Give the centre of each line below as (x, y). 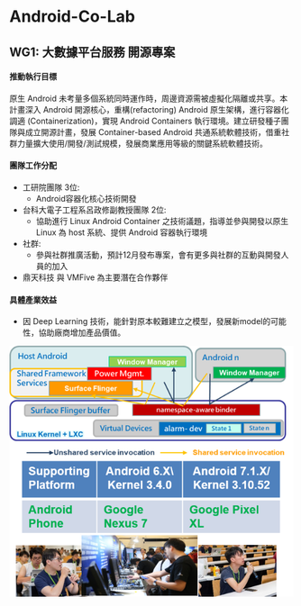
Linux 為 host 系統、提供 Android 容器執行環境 (122, 232)
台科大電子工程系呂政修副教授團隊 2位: (94, 210)
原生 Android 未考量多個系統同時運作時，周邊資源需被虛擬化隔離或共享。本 (149, 98)
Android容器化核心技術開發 (86, 198)
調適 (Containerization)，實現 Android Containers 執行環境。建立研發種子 (146, 121)
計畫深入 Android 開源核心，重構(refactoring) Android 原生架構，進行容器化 (150, 109)
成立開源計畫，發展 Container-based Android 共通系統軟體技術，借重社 (157, 131)
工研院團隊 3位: (51, 187)
